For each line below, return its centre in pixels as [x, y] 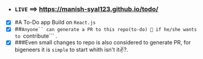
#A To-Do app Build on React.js [55, 23]
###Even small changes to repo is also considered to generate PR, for [102, 43]
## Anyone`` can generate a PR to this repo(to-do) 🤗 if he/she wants [105, 29]
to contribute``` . [36, 36]
